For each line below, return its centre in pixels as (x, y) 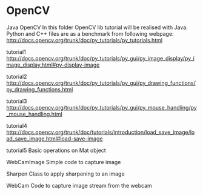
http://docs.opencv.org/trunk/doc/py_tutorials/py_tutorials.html (84, 40)
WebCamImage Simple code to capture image (64, 162)
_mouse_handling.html (34, 114)
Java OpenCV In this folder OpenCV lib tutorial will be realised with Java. (97, 27)
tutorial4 (17, 125)
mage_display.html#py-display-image (53, 65)
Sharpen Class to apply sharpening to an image (66, 174)
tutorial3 (17, 101)
